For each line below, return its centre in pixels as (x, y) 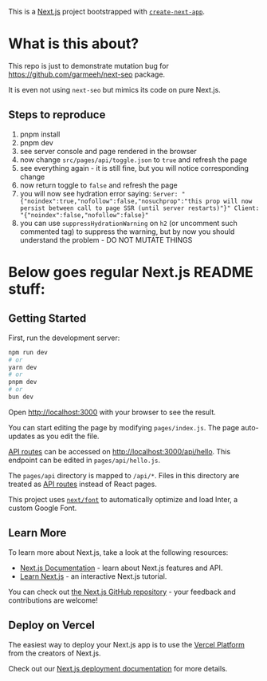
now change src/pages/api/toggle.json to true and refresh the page (133, 160)
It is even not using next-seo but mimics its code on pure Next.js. (114, 89)
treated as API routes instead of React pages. (82, 484)
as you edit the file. (68, 436)
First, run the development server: (64, 338)
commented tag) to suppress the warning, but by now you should (127, 232)
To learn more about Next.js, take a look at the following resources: (118, 552)
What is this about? (74, 44)
